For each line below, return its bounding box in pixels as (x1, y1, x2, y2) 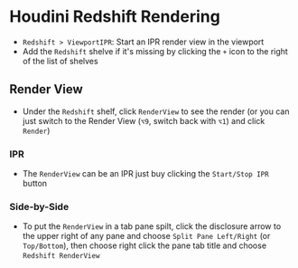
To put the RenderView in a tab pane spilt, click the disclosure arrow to (22, 221, 282, 232)
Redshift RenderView (22, 252, 100, 261)
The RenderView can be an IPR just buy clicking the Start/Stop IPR (22, 168, 269, 179)
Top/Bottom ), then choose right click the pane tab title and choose (22, 240, 267, 251)
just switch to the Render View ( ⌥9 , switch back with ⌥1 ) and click (22, 115, 265, 126)
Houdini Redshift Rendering (9, 6, 221, 27)
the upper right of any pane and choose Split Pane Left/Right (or (22, 231, 271, 242)
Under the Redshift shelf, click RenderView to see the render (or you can (22, 106, 290, 117)
